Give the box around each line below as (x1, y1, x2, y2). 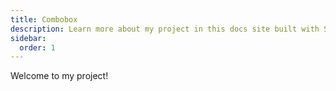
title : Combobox (10, 14, 78, 25)
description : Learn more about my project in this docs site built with (10, 24, 320, 34)
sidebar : (10, 33, 47, 43)
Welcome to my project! (10, 70, 109, 82)
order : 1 (19, 42, 56, 53)
